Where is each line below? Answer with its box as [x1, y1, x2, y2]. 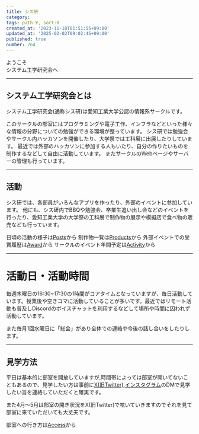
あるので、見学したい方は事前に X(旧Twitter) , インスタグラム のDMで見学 [16, 381, 191, 388]
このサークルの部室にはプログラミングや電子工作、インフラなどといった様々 [6, 120, 193, 127]
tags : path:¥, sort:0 [6, 20, 60, 25]
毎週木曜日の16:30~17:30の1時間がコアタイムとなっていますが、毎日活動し [6, 290, 188, 297]
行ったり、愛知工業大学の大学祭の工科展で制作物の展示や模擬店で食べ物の [6, 213, 188, 221]
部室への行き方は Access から [6, 422, 76, 429]
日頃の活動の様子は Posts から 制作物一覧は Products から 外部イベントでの [6, 234, 185, 241]
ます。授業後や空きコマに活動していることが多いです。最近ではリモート [11, 298, 187, 305]
